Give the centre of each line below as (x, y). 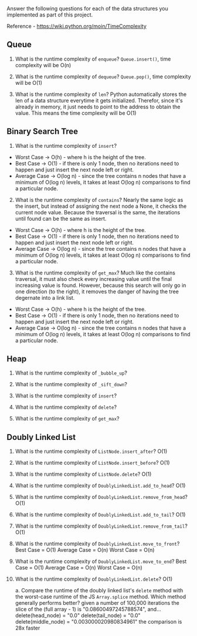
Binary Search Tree (43, 132)
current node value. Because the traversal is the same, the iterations (98, 212)
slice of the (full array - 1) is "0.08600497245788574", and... (88, 609)
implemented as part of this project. (50, 15)
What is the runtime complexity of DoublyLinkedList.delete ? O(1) (94, 579)
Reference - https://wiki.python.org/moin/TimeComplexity (77, 26)
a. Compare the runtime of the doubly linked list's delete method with (99, 591)
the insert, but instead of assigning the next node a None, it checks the (101, 206)
